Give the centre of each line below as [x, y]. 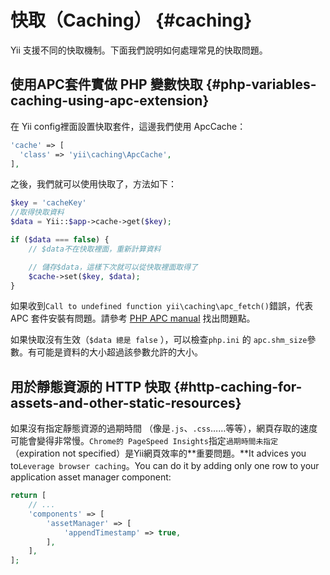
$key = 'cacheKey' [48, 203]
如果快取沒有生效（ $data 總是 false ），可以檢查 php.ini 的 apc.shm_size [159, 340]
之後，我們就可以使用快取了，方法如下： [93, 184]
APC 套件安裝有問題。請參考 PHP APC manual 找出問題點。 [133, 318]
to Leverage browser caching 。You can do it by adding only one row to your [165, 466]
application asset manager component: [91, 477]
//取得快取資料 [37, 212]
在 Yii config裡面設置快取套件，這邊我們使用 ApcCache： [128, 126]
